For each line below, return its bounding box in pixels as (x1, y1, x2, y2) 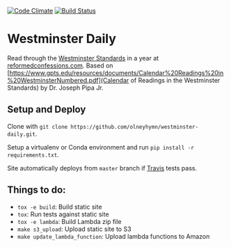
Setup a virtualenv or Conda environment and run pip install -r (7, 143, 195, 151)
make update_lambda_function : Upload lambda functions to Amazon (17, 232, 210, 240)
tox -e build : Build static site (17, 202, 102, 211)
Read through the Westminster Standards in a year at (7, 54, 159, 62)
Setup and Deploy (7, 104, 86, 115)
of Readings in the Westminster (130, 76, 221, 84)
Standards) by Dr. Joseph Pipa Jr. (7, 83, 104, 92)
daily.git (7, 131, 36, 138)
